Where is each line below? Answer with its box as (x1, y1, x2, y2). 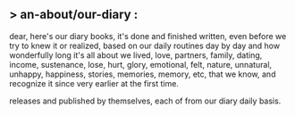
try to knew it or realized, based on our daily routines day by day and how (9, 40, 280, 51)
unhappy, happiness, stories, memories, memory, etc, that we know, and (9, 69, 276, 79)
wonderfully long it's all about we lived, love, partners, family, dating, (9, 49, 263, 61)
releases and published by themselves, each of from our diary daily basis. (9, 95, 282, 106)
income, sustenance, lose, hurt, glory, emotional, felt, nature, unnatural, (9, 59, 273, 70)
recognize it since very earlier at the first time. (9, 78, 179, 88)
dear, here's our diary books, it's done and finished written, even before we (9, 30, 287, 41)
